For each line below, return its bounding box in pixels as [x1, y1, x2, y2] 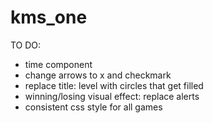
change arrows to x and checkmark [24, 69, 172, 81]
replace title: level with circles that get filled [24, 79, 204, 91]
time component [24, 58, 93, 70]
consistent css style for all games [24, 101, 163, 113]
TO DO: [10, 39, 42, 51]
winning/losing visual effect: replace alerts [24, 90, 200, 102]
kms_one [10, 6, 88, 29]
